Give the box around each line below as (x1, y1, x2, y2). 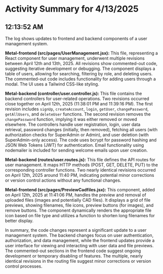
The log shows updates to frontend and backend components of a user (5, 35, 147, 41)
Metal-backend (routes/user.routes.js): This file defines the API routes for (5, 157, 156, 162)
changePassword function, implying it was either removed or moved (5, 117, 137, 122)
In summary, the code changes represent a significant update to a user (5, 227, 147, 233)
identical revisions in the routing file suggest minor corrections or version (5, 258, 151, 264)
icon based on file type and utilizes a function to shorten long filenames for (5, 213, 155, 218)
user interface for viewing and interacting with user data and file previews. (5, 243, 154, 248)
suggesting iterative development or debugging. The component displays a (5, 66, 155, 71)
